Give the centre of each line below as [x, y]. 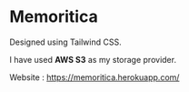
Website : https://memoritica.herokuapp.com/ [94, 77]
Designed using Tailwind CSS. [65, 42]
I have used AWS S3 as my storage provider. [93, 59]
